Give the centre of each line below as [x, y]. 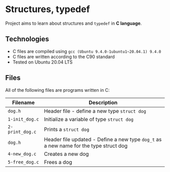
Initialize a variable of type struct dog [89, 119]
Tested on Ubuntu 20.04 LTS [42, 62]
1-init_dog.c [24, 119]
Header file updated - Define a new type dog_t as [103, 139]
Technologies [27, 39]
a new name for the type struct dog [86, 146]
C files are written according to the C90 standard [63, 56]
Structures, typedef [48, 9]
